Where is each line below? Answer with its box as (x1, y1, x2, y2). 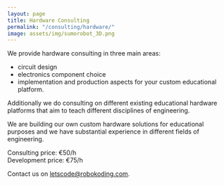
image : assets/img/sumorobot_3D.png (7, 30, 115, 37)
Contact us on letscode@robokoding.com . (7, 170, 130, 178)
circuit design (17, 63, 58, 71)
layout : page (7, 10, 46, 18)
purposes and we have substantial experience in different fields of (7, 127, 199, 136)
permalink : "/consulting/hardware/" (7, 23, 115, 30)
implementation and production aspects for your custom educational (17, 78, 217, 87)
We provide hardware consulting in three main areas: (7, 49, 161, 58)
